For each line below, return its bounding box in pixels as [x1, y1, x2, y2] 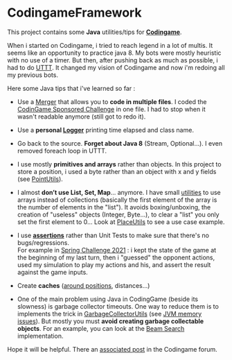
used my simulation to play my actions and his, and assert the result [17, 260, 211, 268]
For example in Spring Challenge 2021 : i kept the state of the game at [17, 246, 217, 254]
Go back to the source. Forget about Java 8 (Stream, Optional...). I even [17, 139, 223, 147]
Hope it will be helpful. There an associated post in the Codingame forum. [7, 345, 218, 353]
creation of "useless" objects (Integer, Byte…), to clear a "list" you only [17, 210, 220, 218]
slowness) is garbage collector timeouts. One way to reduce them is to [17, 302, 220, 310]
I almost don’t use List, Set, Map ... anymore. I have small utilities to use [17, 188, 221, 196]
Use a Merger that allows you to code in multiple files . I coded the [17, 97, 207, 105]
